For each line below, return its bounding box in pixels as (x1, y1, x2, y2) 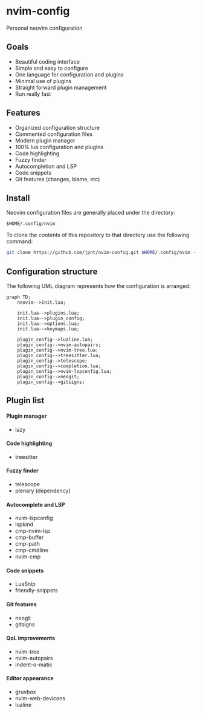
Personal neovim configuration (6, 24, 83, 32)
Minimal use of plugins (14, 77, 72, 84)
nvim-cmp (14, 553, 41, 560)
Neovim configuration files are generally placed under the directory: (6, 209, 175, 216)
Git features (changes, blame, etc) (14, 175, 100, 182)
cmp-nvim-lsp (14, 527, 51, 535)
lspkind (14, 521, 34, 528)
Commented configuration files (14, 130, 92, 138)
